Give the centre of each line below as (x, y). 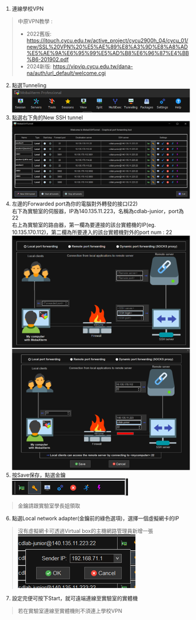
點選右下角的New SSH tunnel (47, 117)
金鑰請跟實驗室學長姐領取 (49, 506)
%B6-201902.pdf (48, 59)
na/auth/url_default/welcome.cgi (66, 73)
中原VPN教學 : (35, 21)
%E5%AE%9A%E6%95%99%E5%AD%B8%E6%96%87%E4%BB (108, 53)
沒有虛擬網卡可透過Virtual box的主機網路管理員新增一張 (85, 531)
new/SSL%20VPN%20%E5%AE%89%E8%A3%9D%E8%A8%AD (107, 47)
